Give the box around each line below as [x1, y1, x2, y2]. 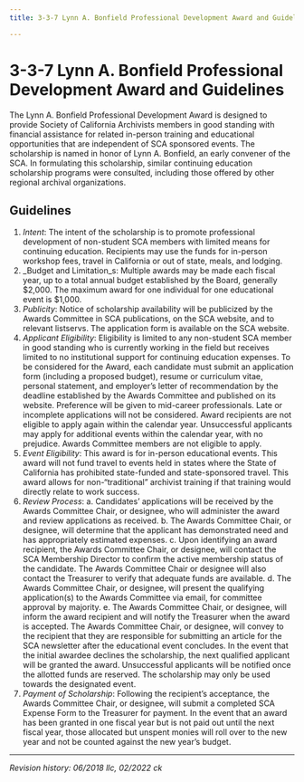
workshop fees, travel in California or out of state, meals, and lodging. [22, 255, 283, 267]
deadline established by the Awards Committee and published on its [22, 390, 276, 401]
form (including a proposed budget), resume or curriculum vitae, [22, 371, 264, 382]
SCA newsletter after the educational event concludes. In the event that [22, 640, 289, 652]
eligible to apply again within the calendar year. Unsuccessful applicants [22, 419, 292, 430]
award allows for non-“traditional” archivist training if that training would [22, 477, 291, 488]
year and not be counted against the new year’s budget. [22, 737, 232, 748]
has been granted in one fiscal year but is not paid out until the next [22, 717, 275, 729]
